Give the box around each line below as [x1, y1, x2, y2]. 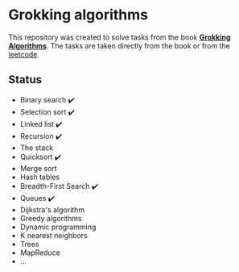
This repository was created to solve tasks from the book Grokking [8, 32, 231, 42]
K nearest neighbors [19, 230, 88, 240]
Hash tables [19, 172, 60, 182]
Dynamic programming [19, 222, 97, 232]
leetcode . [8, 49, 40, 59]
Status [8, 73, 43, 86]
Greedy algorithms [19, 213, 82, 223]
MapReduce [19, 248, 60, 257]
